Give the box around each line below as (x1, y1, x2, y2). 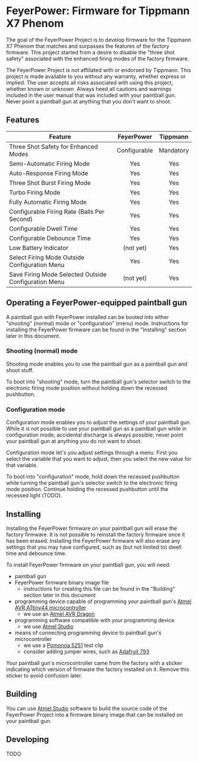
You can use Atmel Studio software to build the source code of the (6, 705, 168, 712)
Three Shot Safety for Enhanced (9, 142, 98, 151)
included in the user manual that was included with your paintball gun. (6, 92, 176, 99)
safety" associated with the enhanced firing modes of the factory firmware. (6, 55, 190, 62)
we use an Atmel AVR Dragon (23, 610, 95, 617)
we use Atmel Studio (23, 623, 74, 630)
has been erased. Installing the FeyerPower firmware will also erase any (6, 537, 181, 544)
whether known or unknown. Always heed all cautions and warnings (6, 85, 172, 92)
